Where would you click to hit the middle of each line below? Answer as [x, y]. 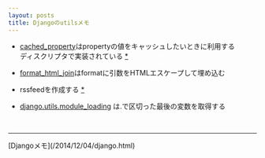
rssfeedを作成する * [52, 89]
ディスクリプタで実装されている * [74, 56]
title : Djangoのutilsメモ [49, 23]
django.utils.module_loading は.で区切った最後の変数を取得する [123, 106]
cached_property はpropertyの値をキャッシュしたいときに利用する [127, 46]
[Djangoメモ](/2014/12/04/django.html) [72, 145]
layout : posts [32, 15]
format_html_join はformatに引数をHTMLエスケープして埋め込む [122, 72]
